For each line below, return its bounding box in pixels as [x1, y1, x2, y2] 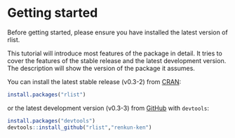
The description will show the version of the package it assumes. [7, 64, 195, 72]
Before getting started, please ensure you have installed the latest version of [7, 28, 228, 36]
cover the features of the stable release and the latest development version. [7, 56, 227, 64]
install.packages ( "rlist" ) [7, 91, 86, 98]
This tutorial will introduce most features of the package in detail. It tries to [7, 49, 222, 57]
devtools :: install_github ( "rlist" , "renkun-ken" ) [7, 124, 152, 131]
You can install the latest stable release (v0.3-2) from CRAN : [7, 77, 182, 85]
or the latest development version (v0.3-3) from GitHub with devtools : [7, 104, 209, 112]
